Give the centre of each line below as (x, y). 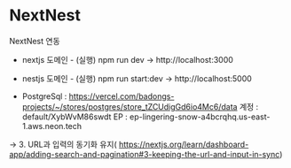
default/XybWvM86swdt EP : (75, 117)
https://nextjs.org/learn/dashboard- (184, 144)
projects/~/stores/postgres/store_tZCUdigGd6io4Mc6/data (130, 106)
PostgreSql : (44, 96)
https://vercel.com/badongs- (122, 96)
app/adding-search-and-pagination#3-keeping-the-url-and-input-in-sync (145, 154)
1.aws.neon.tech (52, 126)
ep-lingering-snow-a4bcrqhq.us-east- (200, 117)
